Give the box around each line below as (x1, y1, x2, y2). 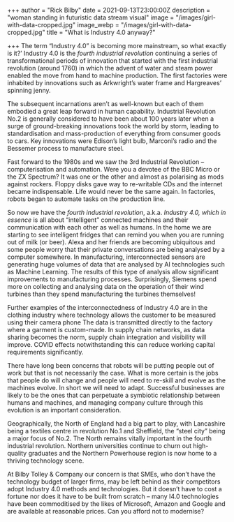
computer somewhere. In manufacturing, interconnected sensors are (7, 253, 206, 261)
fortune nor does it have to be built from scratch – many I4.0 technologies (7, 492, 219, 500)
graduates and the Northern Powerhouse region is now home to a (28, 449, 217, 457)
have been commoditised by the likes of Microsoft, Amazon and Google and (7, 500, 226, 508)
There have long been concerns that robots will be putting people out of (7, 361, 214, 369)
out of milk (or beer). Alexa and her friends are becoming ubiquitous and (7, 238, 216, 246)
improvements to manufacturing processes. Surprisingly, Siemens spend (7, 275, 217, 283)
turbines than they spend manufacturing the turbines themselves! (7, 290, 196, 298)
